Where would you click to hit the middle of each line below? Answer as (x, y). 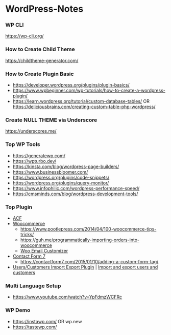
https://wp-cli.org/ (25, 36)
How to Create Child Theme (40, 49)
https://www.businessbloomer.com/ (50, 172)
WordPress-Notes (44, 9)
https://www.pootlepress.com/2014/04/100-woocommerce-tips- (88, 229)
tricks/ (27, 234)
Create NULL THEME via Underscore (51, 120)
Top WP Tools (23, 144)
